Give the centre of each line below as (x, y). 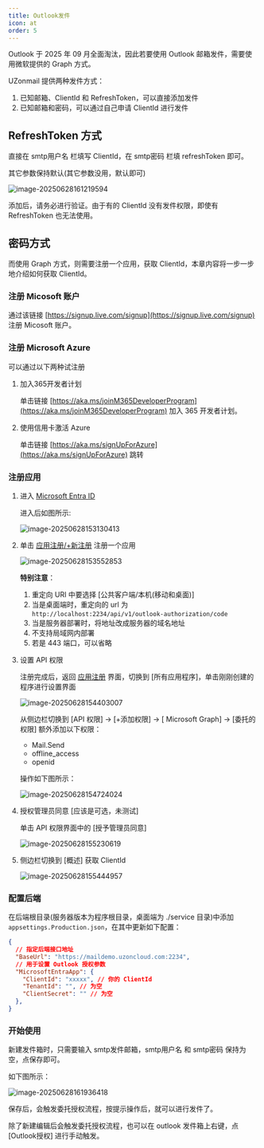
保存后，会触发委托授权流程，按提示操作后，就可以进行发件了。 (113, 1109)
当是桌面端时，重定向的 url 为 (80, 604)
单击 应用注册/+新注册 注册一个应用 (78, 545)
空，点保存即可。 (36, 1060)
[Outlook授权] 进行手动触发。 (56, 1136)
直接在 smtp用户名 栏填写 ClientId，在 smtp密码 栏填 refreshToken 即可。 (128, 156)
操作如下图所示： (48, 778)
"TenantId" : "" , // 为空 (62, 987)
